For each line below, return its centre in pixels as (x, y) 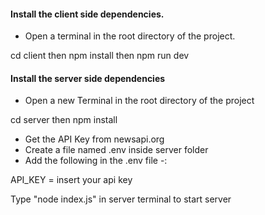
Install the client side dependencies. (87, 14)
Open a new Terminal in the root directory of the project (139, 101)
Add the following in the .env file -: (96, 161)
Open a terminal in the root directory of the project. (130, 36)
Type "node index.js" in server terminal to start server (121, 199)
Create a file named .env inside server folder (116, 150)
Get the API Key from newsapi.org (94, 139)
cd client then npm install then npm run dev (100, 56)
